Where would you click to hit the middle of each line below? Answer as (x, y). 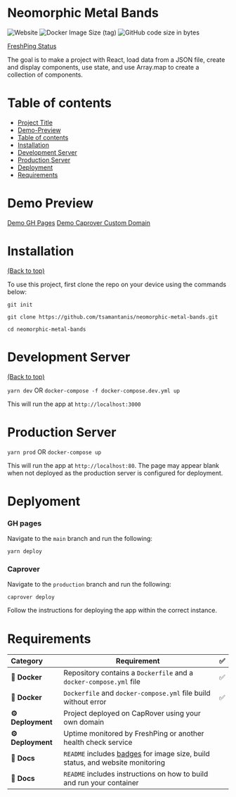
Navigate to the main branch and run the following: (80, 539)
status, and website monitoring (114, 763)
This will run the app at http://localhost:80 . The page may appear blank (113, 465)
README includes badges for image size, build (137, 754)
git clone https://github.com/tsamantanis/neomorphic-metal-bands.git (113, 317)
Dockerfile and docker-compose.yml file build (137, 693)
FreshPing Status (32, 46)
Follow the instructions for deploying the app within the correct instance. (112, 611)
